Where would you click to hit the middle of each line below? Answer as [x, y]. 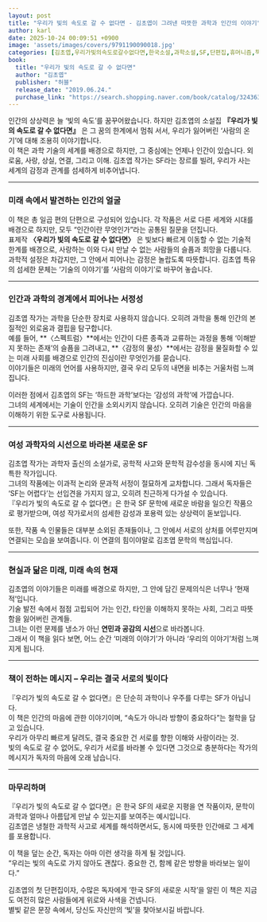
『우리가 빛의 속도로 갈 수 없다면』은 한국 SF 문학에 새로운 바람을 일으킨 [120, 503]
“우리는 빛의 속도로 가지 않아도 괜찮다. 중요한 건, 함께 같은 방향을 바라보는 [122, 863]
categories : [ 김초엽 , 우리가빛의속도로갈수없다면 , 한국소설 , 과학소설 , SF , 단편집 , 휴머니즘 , [132, 53]
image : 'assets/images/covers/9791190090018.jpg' [92, 45]
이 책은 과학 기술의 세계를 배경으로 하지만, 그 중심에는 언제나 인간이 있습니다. [127, 150]
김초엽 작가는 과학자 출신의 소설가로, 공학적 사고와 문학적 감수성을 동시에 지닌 [128, 463]
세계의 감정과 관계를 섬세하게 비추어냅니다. [74, 170]
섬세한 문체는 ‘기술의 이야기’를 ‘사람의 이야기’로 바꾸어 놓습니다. [114, 269]
